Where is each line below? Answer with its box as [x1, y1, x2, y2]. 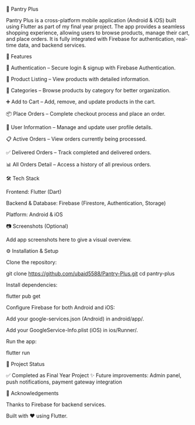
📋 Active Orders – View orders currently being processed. [6, 135, 147, 142]
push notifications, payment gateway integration [6, 378, 123, 385]
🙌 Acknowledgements [6, 390, 59, 396]
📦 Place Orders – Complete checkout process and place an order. [6, 110, 166, 117]
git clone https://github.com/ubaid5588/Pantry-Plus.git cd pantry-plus [6, 270, 175, 277]
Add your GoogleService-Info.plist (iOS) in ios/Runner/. [6, 327, 138, 333]
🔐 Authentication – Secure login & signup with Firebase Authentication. [6, 64, 176, 71]
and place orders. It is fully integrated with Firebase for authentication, [6, 36, 175, 42]
